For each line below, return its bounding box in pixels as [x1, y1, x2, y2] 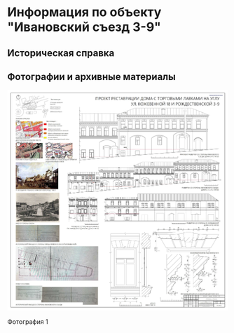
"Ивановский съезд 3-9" [7, 19, 161, 35]
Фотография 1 [7, 318, 48, 326]
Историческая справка [7, 47, 115, 59]
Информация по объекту [7, 4, 162, 20]
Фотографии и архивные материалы [7, 71, 177, 83]
